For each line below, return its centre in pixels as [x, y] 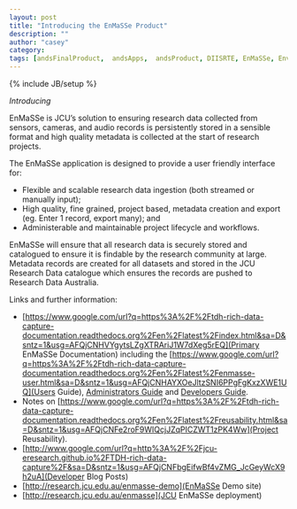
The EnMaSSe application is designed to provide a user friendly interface [142, 163]
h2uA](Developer [53, 476]
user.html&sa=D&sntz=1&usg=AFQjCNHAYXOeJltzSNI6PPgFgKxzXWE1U [154, 382]
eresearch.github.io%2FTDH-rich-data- [94, 458]
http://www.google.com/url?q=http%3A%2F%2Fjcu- [122, 448]
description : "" [39, 34]
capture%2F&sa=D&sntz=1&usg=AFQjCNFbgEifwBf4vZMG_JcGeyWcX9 [153, 467]
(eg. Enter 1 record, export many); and [91, 218]
